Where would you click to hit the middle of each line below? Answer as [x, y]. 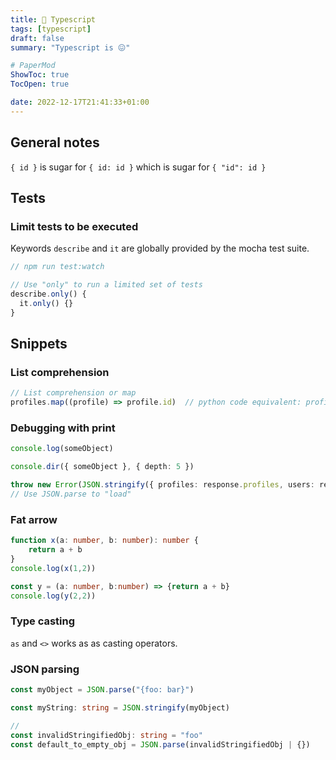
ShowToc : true [40, 75]
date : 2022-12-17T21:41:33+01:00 [80, 102]
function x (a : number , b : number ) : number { [104, 541]
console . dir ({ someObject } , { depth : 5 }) [102, 467]
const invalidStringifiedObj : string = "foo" [106, 735]
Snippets [39, 344]
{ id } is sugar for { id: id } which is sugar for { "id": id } [138, 167]
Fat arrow [34, 519]
